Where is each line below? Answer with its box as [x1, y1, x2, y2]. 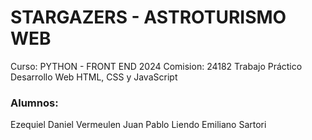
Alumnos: [10, 96, 59, 110]
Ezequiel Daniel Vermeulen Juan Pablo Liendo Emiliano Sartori [10, 119, 267, 131]
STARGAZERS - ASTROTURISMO [10, 6, 287, 29]
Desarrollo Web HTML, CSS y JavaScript [10, 71, 178, 83]
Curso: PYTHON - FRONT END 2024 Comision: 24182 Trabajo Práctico [10, 60, 303, 72]
